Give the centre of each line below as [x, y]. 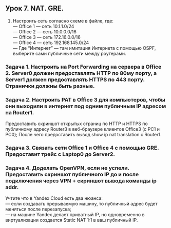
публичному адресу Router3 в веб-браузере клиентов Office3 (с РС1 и [83, 129]
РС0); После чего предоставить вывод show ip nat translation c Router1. [83, 135]
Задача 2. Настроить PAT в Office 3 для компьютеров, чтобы [85, 99]
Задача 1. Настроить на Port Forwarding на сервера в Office [83, 67]
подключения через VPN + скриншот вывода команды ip [81, 180]
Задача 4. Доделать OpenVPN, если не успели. [67, 168]
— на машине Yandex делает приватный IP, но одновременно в [75, 215]
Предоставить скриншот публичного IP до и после [72, 174]
